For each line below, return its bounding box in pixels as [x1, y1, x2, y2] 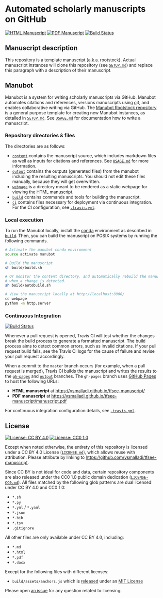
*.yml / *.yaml [12, 505, 40, 510]
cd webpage [5, 296, 27, 301]
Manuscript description [5, 44, 78, 52]
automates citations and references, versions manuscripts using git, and [5, 99, 149, 105]
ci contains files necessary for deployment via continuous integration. [12, 199, 153, 205]
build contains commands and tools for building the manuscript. [12, 194, 141, 200]
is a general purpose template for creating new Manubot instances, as [5, 109, 146, 115]
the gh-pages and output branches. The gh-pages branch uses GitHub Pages [5, 373, 157, 379]
